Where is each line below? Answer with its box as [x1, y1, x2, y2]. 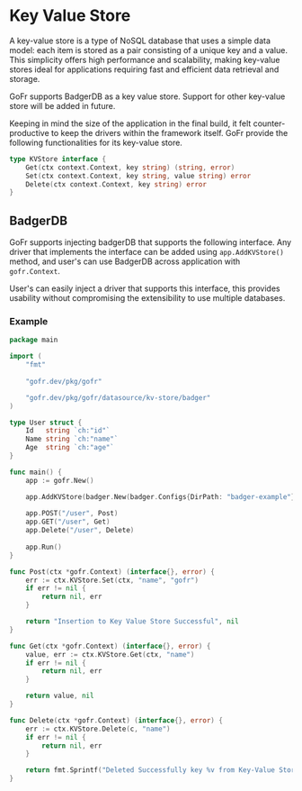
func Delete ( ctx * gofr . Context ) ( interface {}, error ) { [9, 715, 223, 725]
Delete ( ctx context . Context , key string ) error [25, 179, 207, 189]
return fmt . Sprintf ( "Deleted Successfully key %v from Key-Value [25, 766, 276, 775]
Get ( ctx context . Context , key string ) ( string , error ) [25, 163, 235, 172]
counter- [253, 118, 286, 129]
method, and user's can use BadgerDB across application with [9, 256, 241, 267]
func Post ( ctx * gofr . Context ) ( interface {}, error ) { [9, 567, 216, 577]
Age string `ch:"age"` [25, 443, 115, 452]
